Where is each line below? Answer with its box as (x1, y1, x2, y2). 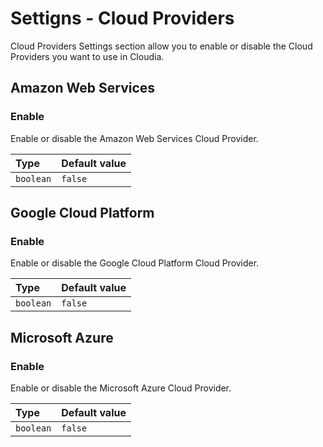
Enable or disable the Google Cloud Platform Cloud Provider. (10, 257, 260, 269)
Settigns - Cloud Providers (10, 7, 235, 30)
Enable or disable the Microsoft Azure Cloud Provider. (10, 382, 232, 394)
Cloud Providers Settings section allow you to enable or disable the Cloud (10, 40, 313, 52)
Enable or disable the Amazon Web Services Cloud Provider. (10, 132, 259, 144)
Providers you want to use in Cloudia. (10, 50, 165, 62)
